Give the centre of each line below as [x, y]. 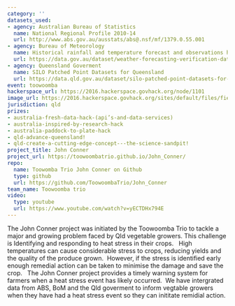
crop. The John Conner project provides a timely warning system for [108, 272]
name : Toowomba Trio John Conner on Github [78, 169]
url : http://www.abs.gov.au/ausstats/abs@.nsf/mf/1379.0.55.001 [109, 40]
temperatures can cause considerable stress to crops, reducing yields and [114, 250]
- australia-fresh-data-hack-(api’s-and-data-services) [90, 117]
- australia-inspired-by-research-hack [65, 124]
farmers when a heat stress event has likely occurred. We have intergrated [115, 280]
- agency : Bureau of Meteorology [56, 46]
